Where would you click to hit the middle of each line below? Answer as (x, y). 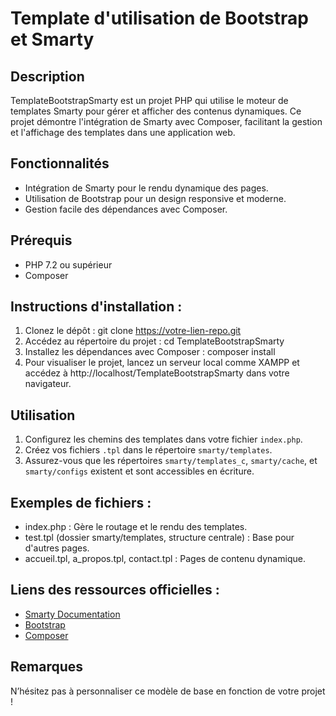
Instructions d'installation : (96, 307)
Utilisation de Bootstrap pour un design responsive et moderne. (155, 198)
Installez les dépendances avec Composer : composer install (150, 352)
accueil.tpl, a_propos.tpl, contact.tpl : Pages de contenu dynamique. (165, 559)
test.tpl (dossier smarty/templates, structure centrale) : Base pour (159, 538)
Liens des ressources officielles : (115, 590)
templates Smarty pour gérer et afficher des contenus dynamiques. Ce (156, 111)
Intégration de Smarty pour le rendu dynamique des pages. (146, 188)
